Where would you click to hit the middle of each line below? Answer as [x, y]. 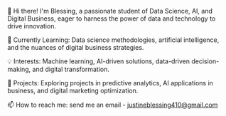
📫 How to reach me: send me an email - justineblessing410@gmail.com [113, 105]
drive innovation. [32, 26]
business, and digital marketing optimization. [73, 90]
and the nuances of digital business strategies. [76, 47]
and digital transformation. [71, 69]
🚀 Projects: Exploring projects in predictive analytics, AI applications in [110, 83]
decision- [205, 61]
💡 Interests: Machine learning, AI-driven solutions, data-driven [99, 61]
